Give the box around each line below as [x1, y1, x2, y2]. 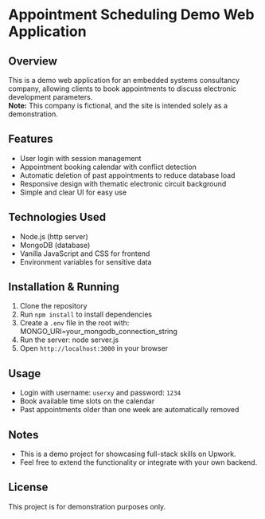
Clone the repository [19, 301, 88, 311]
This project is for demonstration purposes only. [8, 501, 166, 511]
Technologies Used [8, 210, 106, 224]
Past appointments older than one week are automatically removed [19, 405, 240, 415]
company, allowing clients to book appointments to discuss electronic [8, 84, 237, 93]
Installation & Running [8, 281, 119, 294]
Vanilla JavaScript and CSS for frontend [19, 249, 150, 258]
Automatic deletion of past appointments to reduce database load [19, 170, 236, 180]
